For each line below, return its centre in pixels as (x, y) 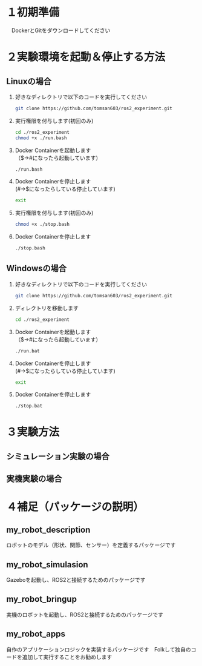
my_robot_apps (36, 634)
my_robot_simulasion (47, 565)
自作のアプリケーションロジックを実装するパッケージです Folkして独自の (99, 649)
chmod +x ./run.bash (41, 138)
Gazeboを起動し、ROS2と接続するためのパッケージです (76, 580)
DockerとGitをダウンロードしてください (61, 30)
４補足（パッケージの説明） (75, 507)
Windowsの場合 (36, 269)
